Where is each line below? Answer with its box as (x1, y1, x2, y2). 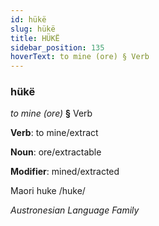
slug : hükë (10, 24, 56, 34)
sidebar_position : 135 (10, 42, 105, 53)
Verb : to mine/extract (10, 127, 99, 139)
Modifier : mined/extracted (10, 166, 120, 178)
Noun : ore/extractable (10, 146, 102, 158)
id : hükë (10, 14, 47, 25)
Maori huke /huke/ (10, 185, 86, 197)
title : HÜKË (10, 33, 60, 43)
